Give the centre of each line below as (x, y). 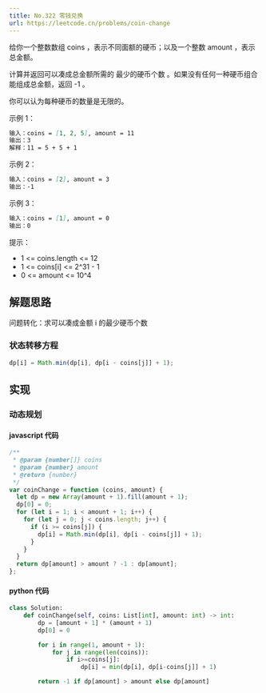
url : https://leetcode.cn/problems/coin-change (90, 23)
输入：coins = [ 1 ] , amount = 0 (60, 218)
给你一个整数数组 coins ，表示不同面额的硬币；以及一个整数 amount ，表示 (132, 47)
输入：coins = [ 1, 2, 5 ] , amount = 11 (72, 133)
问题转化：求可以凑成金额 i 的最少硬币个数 (79, 323)
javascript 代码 (34, 435)
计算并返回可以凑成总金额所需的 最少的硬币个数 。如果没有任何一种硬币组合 (133, 74)
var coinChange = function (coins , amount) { (86, 490)
